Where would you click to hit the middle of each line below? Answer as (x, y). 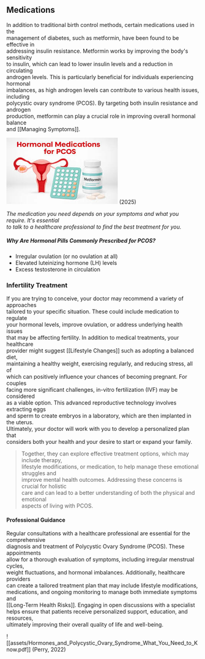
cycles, (15, 566)
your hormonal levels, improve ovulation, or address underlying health (95, 325)
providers (18, 579)
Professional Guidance (36, 520)
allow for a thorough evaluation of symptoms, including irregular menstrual (100, 560)
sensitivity (19, 57)
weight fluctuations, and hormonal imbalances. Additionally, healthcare (96, 573)
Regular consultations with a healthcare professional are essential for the (99, 533)
